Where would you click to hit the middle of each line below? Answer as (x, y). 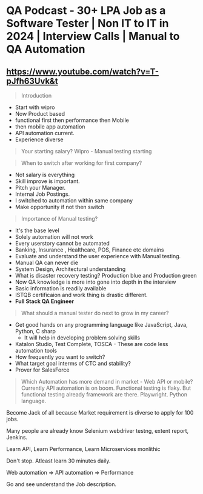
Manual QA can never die (47, 262)
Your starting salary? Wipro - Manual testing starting (86, 151)
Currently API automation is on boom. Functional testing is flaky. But (106, 388)
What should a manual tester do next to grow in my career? (95, 313)
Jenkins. (17, 437)
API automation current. (45, 133)
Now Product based (40, 114)
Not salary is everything (45, 175)
